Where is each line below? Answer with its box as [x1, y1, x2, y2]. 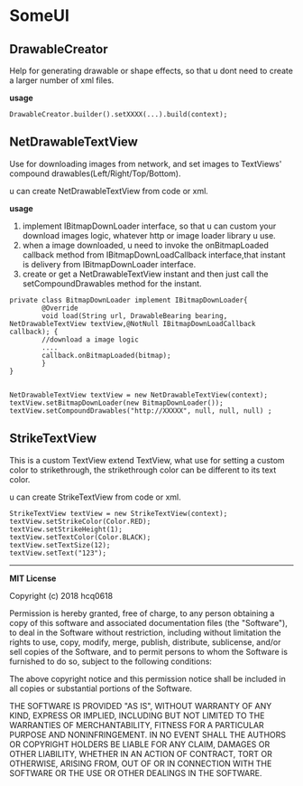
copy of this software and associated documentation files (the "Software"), [9, 617, 289, 628]
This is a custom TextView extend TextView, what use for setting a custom [9, 454, 286, 465]
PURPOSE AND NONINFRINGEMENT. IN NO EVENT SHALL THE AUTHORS [9, 729, 287, 740]
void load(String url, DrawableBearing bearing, [41, 311, 228, 321]
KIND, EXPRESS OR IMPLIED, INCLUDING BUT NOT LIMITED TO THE [9, 710, 265, 721]
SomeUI [9, 5, 70, 26]
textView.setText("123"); [9, 548, 106, 557]
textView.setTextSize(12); [9, 540, 111, 549]
